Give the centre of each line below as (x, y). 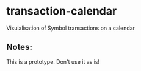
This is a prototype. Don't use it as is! (53, 61)
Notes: (19, 47)
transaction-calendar (62, 11)
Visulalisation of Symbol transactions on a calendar (71, 28)
